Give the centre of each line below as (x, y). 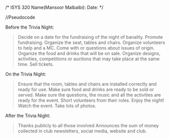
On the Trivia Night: (26, 74)
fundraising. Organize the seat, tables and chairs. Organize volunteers (91, 42)
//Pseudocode (20, 17)
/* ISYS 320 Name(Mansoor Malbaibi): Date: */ (54, 7)
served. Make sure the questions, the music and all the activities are (89, 95)
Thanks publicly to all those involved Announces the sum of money (88, 125)
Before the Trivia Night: (30, 27)
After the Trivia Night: (28, 115)
